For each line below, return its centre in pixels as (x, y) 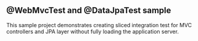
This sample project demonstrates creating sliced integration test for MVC (99, 25)
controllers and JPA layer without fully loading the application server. (93, 31)
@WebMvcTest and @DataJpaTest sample (89, 11)
